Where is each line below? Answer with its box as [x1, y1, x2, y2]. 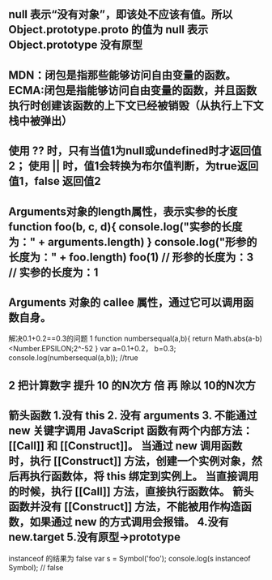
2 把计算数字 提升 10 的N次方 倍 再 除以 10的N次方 [8, 378, 257, 392]
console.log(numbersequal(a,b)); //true [8, 353, 139, 363]
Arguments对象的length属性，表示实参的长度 [8, 204, 238, 218]
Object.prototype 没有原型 [8, 38, 143, 52]
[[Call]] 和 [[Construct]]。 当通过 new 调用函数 [8, 439, 243, 453]
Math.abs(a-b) [214, 333, 263, 343]
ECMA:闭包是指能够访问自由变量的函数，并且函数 [8, 84, 257, 97]
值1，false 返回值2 [8, 174, 101, 188]
